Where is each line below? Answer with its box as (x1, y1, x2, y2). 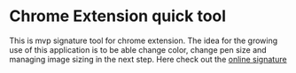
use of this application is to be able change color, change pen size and (9, 44, 268, 55)
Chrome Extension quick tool (9, 6, 227, 26)
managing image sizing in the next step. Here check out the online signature (9, 54, 287, 64)
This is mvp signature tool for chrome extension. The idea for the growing (9, 35, 278, 46)
